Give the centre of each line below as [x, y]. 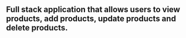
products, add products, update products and [91, 19]
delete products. [37, 28]
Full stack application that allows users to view [93, 10]
